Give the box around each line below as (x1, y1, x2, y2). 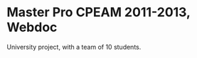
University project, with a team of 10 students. (6, 42, 142, 51)
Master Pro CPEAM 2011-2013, (6, 4, 191, 21)
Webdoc (6, 19, 58, 35)
